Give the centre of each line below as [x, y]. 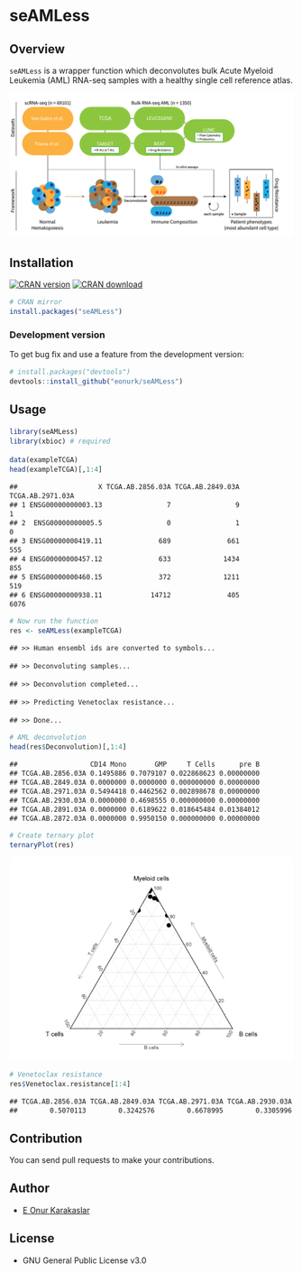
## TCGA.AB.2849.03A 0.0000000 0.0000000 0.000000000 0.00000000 [134, 782]
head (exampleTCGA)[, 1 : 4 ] [56, 470]
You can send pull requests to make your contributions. [112, 1160]
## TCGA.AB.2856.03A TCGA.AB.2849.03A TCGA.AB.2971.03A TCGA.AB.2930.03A [151, 1102]
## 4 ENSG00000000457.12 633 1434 [125, 559]
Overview [37, 49]
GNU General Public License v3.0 [84, 1260]
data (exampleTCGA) [44, 460]
